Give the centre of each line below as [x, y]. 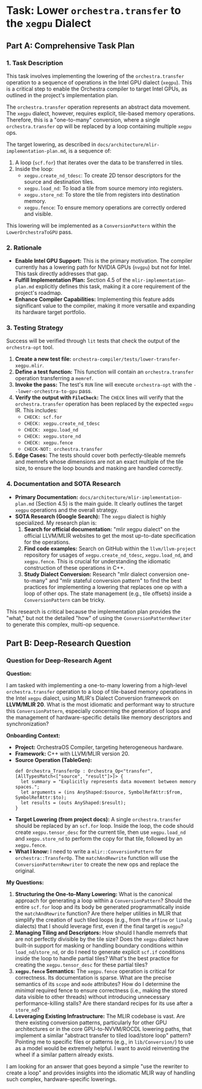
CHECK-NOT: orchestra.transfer [63, 450]
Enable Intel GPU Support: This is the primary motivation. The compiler [104, 261]
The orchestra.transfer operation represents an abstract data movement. [99, 107]
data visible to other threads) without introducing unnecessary [92, 997]
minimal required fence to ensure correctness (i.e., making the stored [101, 990]
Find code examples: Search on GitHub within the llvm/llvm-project [110, 548]
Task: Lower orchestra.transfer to [94, 11]
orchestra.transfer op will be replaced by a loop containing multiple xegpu [99, 126]
